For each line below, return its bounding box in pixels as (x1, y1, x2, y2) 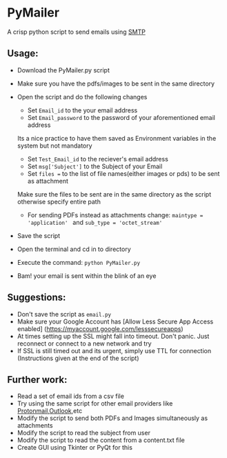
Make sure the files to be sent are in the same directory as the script (17, 190, 212, 198)
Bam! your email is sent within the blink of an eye (17, 271, 157, 280)
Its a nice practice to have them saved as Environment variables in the (17, 134, 217, 142)
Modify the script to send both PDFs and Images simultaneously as (17, 414, 208, 422)
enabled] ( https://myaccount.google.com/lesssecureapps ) (17, 324, 184, 332)
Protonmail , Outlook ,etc (17, 407, 83, 415)
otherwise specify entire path (17, 197, 101, 206)
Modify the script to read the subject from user (17, 429, 150, 437)
